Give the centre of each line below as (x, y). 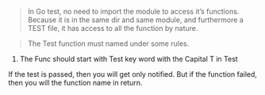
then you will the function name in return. (75, 83)
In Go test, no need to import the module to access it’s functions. (133, 11)
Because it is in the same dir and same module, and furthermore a (135, 20)
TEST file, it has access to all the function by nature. (113, 28)
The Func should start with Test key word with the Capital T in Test (129, 59)
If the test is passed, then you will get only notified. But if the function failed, (133, 74)
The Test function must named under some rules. (108, 44)
